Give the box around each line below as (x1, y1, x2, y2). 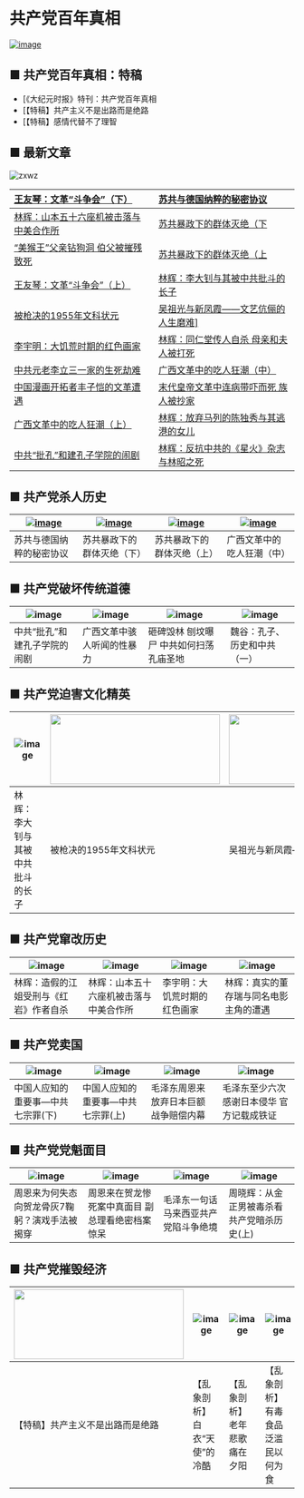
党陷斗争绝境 (162, 1221, 218, 1234)
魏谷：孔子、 (230, 625, 285, 638)
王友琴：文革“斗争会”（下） (14, 192, 133, 205)
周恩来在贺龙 (87, 1187, 143, 1199)
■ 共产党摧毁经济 (9, 1261, 107, 1277)
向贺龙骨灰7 (14, 1200, 66, 1213)
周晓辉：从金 (228, 1187, 283, 1199)
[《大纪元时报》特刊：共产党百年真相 (22, 93, 157, 104)
